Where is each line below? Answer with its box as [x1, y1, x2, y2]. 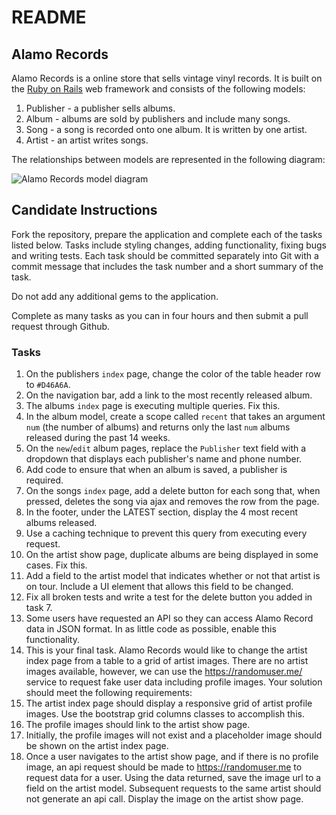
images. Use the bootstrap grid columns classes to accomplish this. [25, 708, 305, 720]
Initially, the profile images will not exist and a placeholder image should [25, 729, 323, 741]
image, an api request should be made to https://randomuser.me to [25, 761, 303, 773]
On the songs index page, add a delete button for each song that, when [25, 485, 321, 497]
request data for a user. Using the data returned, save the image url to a [25, 772, 322, 784]
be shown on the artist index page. [25, 740, 169, 752]
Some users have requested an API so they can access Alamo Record [25, 612, 314, 625]
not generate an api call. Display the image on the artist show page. [25, 793, 304, 805]
